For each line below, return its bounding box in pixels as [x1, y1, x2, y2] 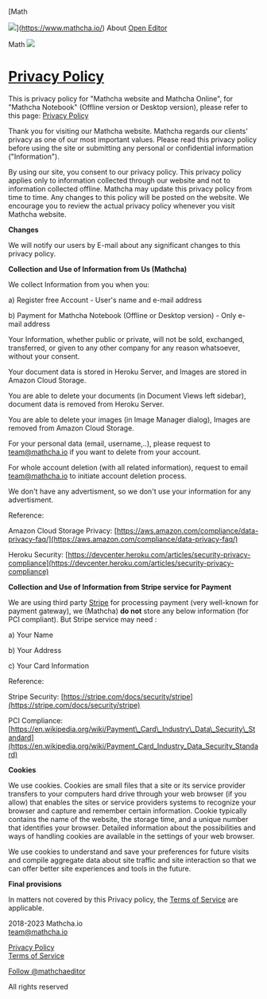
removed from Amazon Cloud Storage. [8, 423, 135, 433]
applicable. [8, 903, 44, 912]
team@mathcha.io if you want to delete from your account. [8, 446, 201, 457]
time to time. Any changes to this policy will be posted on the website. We [8, 192, 250, 202]
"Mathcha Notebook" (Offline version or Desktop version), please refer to [8, 102, 248, 112]
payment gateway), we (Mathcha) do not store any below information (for [8, 606, 249, 616]
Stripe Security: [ [8, 691, 64, 701]
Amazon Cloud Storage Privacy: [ [8, 525, 118, 535]
